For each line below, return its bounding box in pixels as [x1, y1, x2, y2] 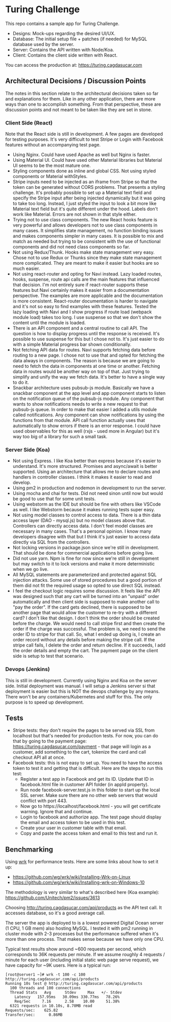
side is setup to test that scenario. [12, 653, 84, 659]
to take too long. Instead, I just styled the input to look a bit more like [12, 201, 157, 207]
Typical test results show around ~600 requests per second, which [5, 946, 146, 952]
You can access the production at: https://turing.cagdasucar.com [5, 62, 142, 68]
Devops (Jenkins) [5, 666, 50, 673]
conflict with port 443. [20, 797, 67, 804]
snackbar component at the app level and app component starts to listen [12, 390, 166, 396]
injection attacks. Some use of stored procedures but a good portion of [12, 577, 162, 583]
